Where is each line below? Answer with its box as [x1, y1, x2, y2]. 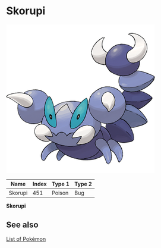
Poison [51, 189, 69, 196]
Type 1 [51, 180, 70, 188]
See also [6, 219, 39, 230]
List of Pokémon [6, 236, 46, 242]
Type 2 [74, 180, 92, 188]
